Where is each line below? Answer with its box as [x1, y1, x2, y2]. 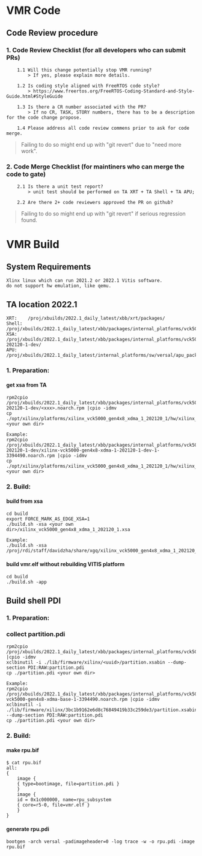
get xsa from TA [6, 381, 47, 388]
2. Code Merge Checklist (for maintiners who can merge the [6, 162, 185, 171]
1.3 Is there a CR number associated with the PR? [17, 104, 147, 110]
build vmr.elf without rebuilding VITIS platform [6, 560, 125, 567]
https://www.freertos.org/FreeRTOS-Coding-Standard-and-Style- [32, 88, 195, 94]
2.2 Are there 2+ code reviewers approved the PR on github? [17, 200, 173, 206]
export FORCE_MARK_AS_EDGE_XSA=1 [6, 516, 90, 522]
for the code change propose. [6, 114, 82, 121]
